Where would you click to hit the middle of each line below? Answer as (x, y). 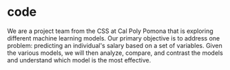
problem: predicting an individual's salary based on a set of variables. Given (115, 45)
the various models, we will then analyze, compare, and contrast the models (115, 53)
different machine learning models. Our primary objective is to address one (114, 38)
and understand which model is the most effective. (79, 60)
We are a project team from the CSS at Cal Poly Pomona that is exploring (110, 31)
